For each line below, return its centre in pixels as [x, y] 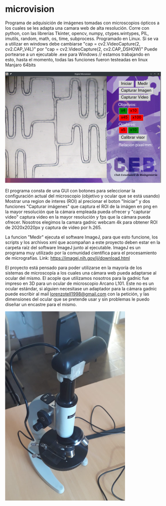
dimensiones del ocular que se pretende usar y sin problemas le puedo [77, 299]
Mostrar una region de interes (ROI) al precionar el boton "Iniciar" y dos [78, 201]
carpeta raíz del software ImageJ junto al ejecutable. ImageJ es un [73, 248]
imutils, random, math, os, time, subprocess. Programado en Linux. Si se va [82, 39]
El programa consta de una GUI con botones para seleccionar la [70, 191]
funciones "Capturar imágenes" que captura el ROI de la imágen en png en [82, 207]
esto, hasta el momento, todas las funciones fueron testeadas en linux [77, 59]
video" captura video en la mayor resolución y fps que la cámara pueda [78, 217]
